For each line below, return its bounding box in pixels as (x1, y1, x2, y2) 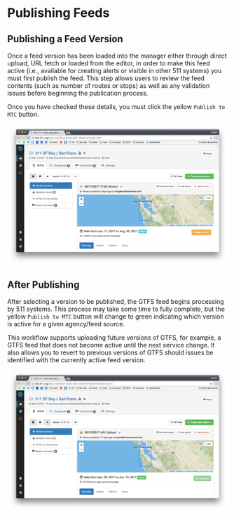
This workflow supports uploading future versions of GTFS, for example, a (7, 333, 221, 342)
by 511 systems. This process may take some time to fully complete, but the (7, 305, 226, 314)
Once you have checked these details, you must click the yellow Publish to (7, 103, 226, 110)
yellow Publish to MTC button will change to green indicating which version (7, 312, 224, 321)
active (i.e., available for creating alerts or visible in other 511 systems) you (7, 67, 222, 75)
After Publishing (7, 279, 80, 291)
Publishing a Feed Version (7, 33, 124, 45)
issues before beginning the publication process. (7, 89, 149, 97)
